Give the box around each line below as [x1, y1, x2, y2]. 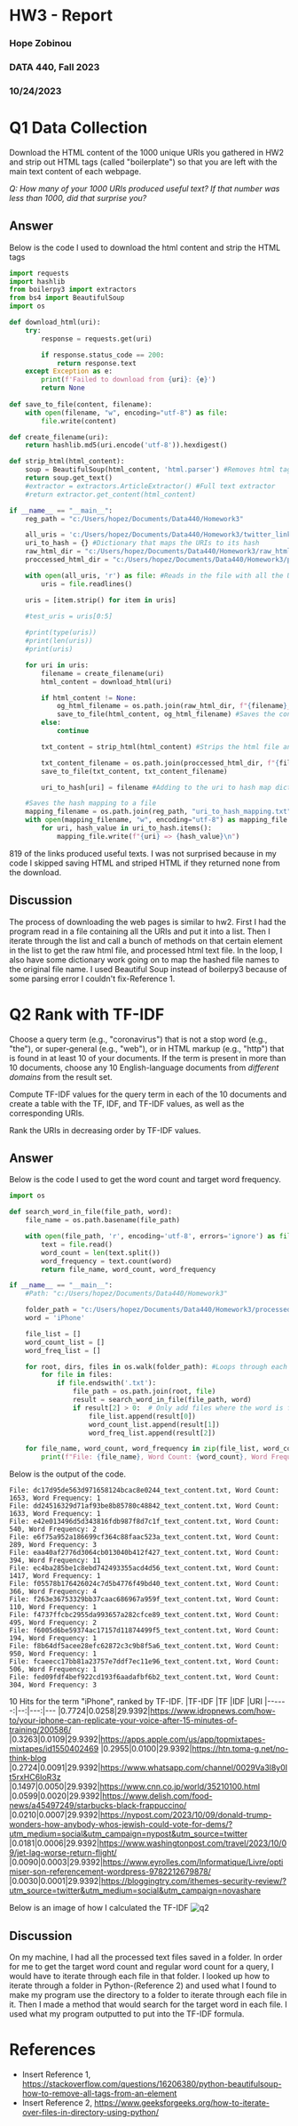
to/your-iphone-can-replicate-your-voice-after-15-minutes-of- [9, 1715, 238, 1726]
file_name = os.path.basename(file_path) [25, 1216, 180, 1225]
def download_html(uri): [9, 318, 101, 327]
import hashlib [9, 277, 66, 286]
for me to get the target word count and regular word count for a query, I [9, 1961, 274, 1971]
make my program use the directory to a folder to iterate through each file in [9, 1989, 287, 2000]
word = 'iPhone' [25, 1314, 86, 1323]
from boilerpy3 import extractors [9, 286, 137, 294]
